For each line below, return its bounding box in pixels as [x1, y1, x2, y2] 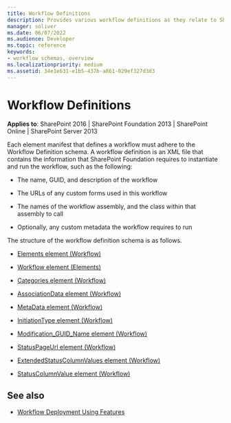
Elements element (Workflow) [16, 250, 102, 258]
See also [7, 389, 45, 401]
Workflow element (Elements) [16, 263, 102, 272]
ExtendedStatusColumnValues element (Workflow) [16, 356, 161, 365]
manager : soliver [7, 23, 57, 30]
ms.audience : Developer [7, 36, 76, 43]
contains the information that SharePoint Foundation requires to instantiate [7, 155, 218, 164]
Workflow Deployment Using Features [16, 408, 125, 416]
